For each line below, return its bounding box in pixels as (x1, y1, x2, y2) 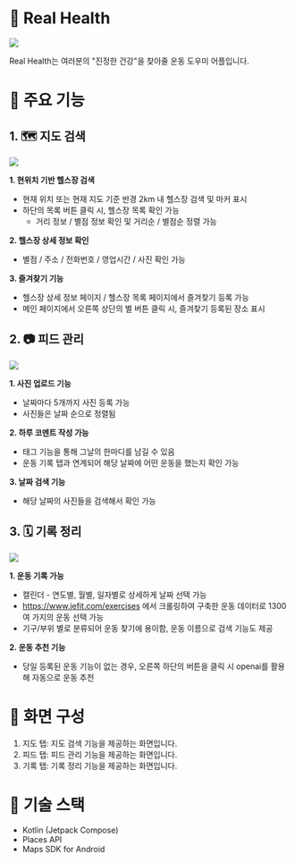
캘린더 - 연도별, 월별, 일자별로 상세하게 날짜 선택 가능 (21, 589, 207, 600)
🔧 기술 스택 (9, 795, 85, 815)
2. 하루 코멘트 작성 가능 (9, 427, 89, 437)
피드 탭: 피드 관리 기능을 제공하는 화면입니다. (21, 749, 178, 759)
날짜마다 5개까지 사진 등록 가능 (21, 397, 131, 408)
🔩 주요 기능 (9, 90, 85, 111)
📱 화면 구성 (9, 706, 85, 727)
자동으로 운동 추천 (31, 672, 95, 682)
